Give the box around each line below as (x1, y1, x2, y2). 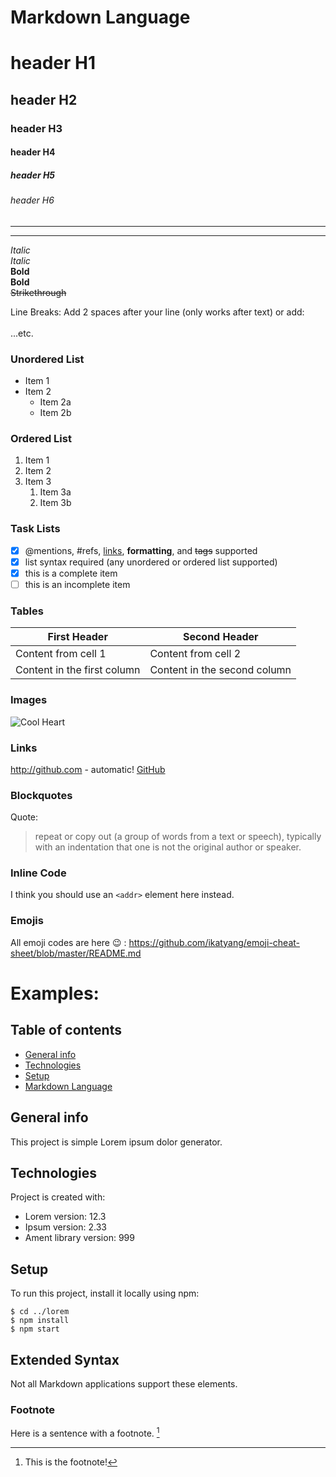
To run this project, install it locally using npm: (10, 1287, 200, 1300)
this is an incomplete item (24, 578, 131, 590)
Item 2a (39, 396, 72, 408)
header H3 (10, 121, 63, 135)
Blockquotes (10, 788, 73, 802)
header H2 (10, 91, 78, 108)
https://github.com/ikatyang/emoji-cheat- (128, 936, 301, 948)
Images (10, 693, 48, 707)
